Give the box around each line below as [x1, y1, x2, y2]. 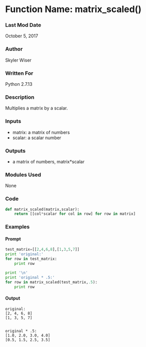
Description [5, 94, 35, 100]
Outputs [5, 147, 26, 154]
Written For [5, 70, 34, 77]
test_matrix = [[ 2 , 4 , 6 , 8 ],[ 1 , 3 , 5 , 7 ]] [5, 247, 80, 252]
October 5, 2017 [5, 33, 39, 39]
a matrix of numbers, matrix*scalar [12, 158, 85, 164]
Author [5, 45, 23, 52]
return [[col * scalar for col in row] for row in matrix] [14, 211, 136, 216]
